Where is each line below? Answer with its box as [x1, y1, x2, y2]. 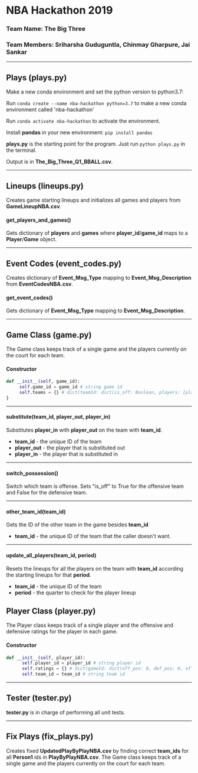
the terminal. [6, 147, 37, 154]
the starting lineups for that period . [6, 571, 91, 578]
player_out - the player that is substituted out [14, 444, 126, 451]
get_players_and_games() [6, 216, 71, 224]
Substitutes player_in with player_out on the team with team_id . [6, 426, 163, 434]
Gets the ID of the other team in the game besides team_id [6, 521, 148, 528]
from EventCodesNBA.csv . [6, 280, 74, 287]
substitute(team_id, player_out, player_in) [6, 413, 111, 421]
